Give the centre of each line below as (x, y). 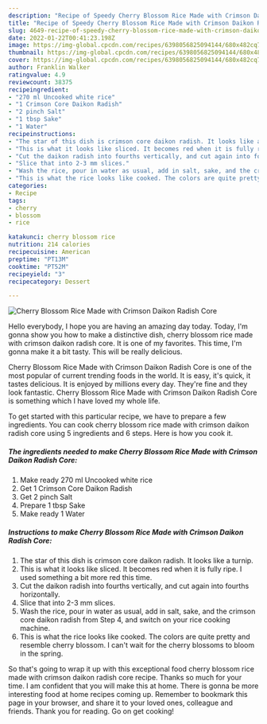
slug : (17, 30)
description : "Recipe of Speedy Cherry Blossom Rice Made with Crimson (129, 16)
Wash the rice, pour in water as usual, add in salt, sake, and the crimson (137, 611)
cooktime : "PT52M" (39, 267)
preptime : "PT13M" (39, 259)
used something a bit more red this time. (86, 578)
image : (19, 45)
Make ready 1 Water (52, 514)
